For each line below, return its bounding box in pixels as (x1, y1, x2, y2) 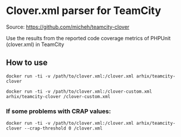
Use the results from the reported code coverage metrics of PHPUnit (6, 34, 171, 41)
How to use (6, 58, 48, 68)
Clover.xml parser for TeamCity (6, 4, 161, 17)
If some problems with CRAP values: (6, 107, 111, 115)
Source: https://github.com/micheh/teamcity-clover (6, 23, 130, 30)
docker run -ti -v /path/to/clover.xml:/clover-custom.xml (6, 89, 152, 94)
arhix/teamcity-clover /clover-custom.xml (6, 93, 111, 100)
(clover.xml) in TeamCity (6, 41, 65, 48)
